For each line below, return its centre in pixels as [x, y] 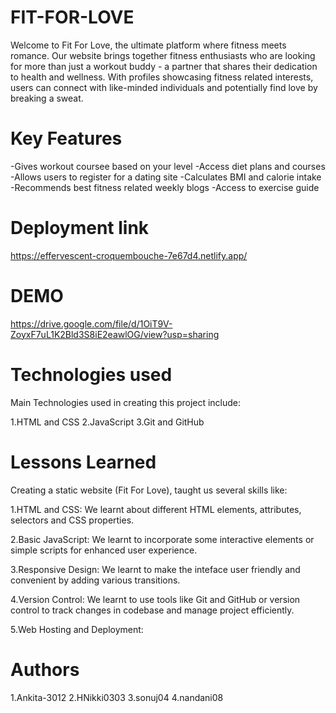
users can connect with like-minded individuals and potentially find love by [164, 87]
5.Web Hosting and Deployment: [77, 629]
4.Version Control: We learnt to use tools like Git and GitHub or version [155, 599]
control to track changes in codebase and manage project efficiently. [152, 610]
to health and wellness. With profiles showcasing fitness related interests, [162, 77]
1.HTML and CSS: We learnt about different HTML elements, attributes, [156, 509]
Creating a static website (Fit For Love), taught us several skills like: [149, 490]
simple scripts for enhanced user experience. [104, 550]
